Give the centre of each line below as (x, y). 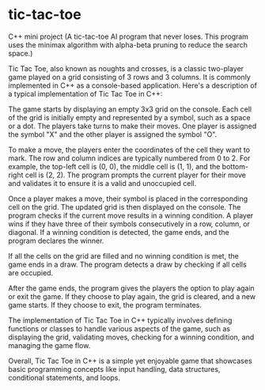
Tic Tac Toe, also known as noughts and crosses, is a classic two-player (126, 68)
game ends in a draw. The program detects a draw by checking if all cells (127, 264)
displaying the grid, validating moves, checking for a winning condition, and (131, 337)
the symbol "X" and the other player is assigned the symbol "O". (113, 134)
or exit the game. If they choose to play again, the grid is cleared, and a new (132, 296)
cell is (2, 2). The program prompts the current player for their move (136, 175)
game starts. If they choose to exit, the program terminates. (105, 305)
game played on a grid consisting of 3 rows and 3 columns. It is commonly (129, 77)
